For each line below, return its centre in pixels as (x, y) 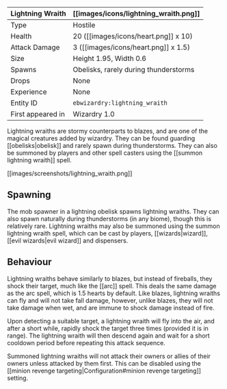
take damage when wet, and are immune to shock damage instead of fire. (111, 308)
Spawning (29, 195)
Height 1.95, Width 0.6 (110, 59)
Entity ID (24, 103)
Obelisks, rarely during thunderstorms (134, 70)
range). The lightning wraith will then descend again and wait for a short (108, 336)
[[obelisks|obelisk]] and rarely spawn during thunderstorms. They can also (112, 146)
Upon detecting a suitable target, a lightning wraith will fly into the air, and (111, 321)
